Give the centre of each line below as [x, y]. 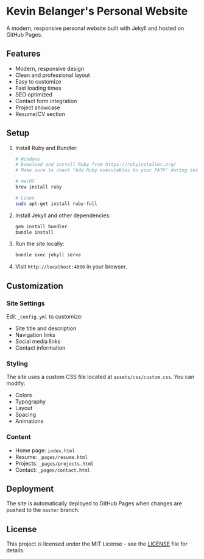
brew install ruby [38, 187]
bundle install [34, 232]
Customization [35, 286]
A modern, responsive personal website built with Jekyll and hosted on [95, 28]
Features [23, 54]
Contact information [40, 348]
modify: [16, 383]
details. [16, 550]
